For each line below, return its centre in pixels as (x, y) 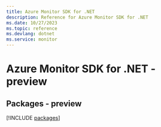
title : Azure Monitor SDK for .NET (51, 12)
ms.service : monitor (32, 39)
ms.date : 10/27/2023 (32, 23)
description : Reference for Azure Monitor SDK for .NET (77, 17)
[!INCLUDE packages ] (33, 118)
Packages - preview (44, 103)
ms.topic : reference (32, 28)
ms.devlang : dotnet (31, 34)
